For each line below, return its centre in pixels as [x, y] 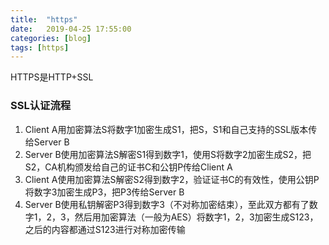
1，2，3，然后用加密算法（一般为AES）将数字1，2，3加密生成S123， [176, 217]
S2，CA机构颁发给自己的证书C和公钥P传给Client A [128, 167]
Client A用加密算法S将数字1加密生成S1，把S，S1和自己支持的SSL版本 [166, 129]
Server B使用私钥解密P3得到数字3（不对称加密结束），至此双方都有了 [167, 204]
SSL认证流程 [41, 106]
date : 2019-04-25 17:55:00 [71, 29]
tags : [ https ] [40, 47]
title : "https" [44, 19]
